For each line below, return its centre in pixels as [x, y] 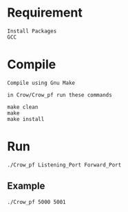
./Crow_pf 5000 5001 [37, 202]
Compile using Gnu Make [41, 83]
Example [26, 186]
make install [26, 119]
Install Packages [32, 31]
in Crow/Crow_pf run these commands [60, 95]
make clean [23, 107]
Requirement [45, 13]
